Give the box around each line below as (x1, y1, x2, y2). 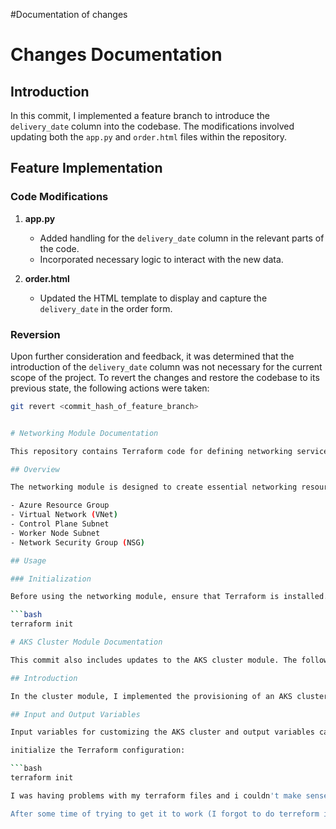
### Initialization (10, 574, 92, 584)
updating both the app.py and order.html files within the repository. (10, 131, 288, 143)
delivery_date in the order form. (39, 302, 173, 314)
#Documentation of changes (10, 9, 128, 20)
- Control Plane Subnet (10, 519, 110, 529)
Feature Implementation (10, 160, 163, 177)
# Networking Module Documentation (10, 428, 159, 438)
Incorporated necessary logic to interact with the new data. (39, 253, 284, 265)
